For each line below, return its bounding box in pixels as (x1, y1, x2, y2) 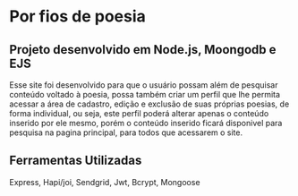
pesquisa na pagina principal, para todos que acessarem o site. (9, 127, 243, 138)
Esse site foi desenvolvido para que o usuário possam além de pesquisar (9, 80, 278, 90)
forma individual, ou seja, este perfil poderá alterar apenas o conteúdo (9, 108, 269, 118)
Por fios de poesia (9, 6, 146, 27)
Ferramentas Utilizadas (9, 153, 142, 168)
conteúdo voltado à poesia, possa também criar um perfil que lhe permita (9, 89, 280, 99)
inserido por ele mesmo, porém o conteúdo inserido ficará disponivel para (9, 118, 283, 128)
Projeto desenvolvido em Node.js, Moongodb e (9, 42, 277, 57)
